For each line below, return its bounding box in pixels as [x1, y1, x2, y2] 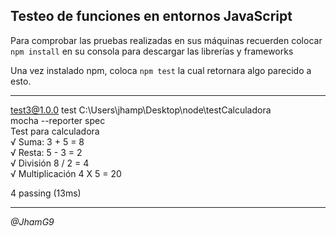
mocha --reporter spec [10, 114, 106, 126]
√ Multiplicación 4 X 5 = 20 [10, 167, 122, 179]
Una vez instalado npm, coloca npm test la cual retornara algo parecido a [10, 64, 312, 76]
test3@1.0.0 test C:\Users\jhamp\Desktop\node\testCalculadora [10, 104, 272, 116]
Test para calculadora [10, 125, 100, 137]
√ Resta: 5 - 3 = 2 [10, 146, 83, 158]
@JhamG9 [10, 215, 55, 228]
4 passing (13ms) [10, 187, 82, 199]
